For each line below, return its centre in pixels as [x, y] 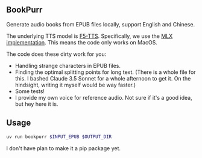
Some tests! [30, 91]
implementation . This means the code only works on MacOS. [82, 42]
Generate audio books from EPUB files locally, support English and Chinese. [100, 24]
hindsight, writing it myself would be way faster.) [75, 85]
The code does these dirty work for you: [56, 54]
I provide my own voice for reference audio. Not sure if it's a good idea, [103, 97]
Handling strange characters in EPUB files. [68, 65]
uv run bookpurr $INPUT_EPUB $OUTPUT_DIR [59, 137]
